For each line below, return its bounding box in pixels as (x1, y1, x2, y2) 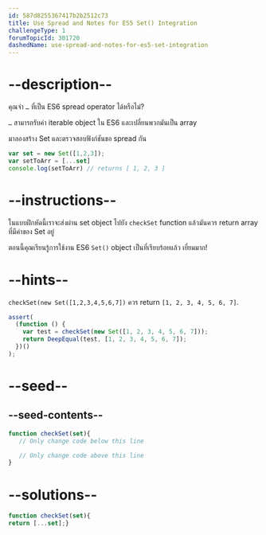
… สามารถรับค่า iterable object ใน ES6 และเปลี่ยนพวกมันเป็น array (8, 118, 198, 127)
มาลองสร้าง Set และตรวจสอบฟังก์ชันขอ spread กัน (8, 134, 147, 143)
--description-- (8, 76, 113, 94)
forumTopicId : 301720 (8, 33, 80, 42)
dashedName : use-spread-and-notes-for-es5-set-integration (8, 41, 209, 49)
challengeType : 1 (8, 26, 66, 34)
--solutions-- (8, 486, 98, 504)
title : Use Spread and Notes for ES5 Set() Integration (8, 19, 198, 27)
